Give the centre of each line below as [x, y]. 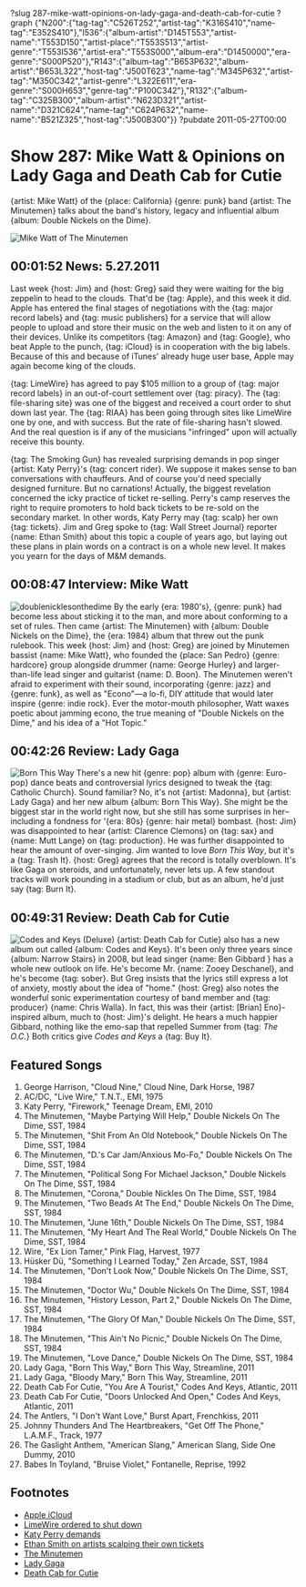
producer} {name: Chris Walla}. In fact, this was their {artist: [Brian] [136, 1007]
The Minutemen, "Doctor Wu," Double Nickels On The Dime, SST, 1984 [156, 1290]
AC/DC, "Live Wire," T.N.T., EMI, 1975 [93, 1097]
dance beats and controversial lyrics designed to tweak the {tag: [151, 783]
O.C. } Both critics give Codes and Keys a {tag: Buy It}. [112, 1036]
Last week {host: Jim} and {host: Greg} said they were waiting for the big [147, 288]
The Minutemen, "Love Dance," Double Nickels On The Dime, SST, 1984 [158, 1358]
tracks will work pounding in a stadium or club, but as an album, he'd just [148, 880]
